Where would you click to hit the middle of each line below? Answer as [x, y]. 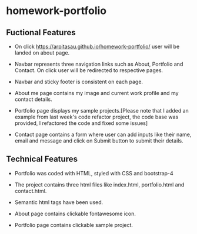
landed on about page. [42, 53]
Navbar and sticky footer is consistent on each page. [79, 82]
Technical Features [42, 159]
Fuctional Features [41, 33]
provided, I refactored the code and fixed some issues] [81, 123]
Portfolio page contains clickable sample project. [74, 225]
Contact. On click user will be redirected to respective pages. [89, 70]
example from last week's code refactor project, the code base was [96, 117]
